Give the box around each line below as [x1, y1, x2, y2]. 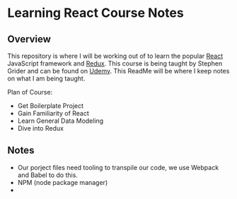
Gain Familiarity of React [17, 109, 90, 117]
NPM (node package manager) [17, 178, 108, 186]
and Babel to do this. [17, 171, 78, 179]
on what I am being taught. [7, 74, 86, 83]
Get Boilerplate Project [17, 102, 83, 110]
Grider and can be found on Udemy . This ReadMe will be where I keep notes [7, 67, 230, 75]
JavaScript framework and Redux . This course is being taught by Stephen [7, 59, 223, 68]
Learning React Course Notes [7, 5, 184, 21]
